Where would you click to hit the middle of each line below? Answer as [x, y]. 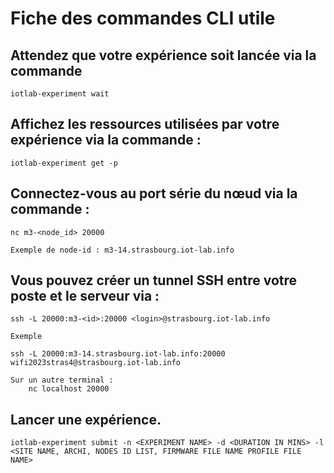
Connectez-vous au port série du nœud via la [154, 193]
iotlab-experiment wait [60, 94]
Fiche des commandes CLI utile [143, 18]
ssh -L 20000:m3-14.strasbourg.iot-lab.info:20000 [118, 354]
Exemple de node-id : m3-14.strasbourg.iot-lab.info [122, 250]
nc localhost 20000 [69, 389]
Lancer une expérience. [86, 419]
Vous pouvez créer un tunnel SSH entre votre [154, 280]
